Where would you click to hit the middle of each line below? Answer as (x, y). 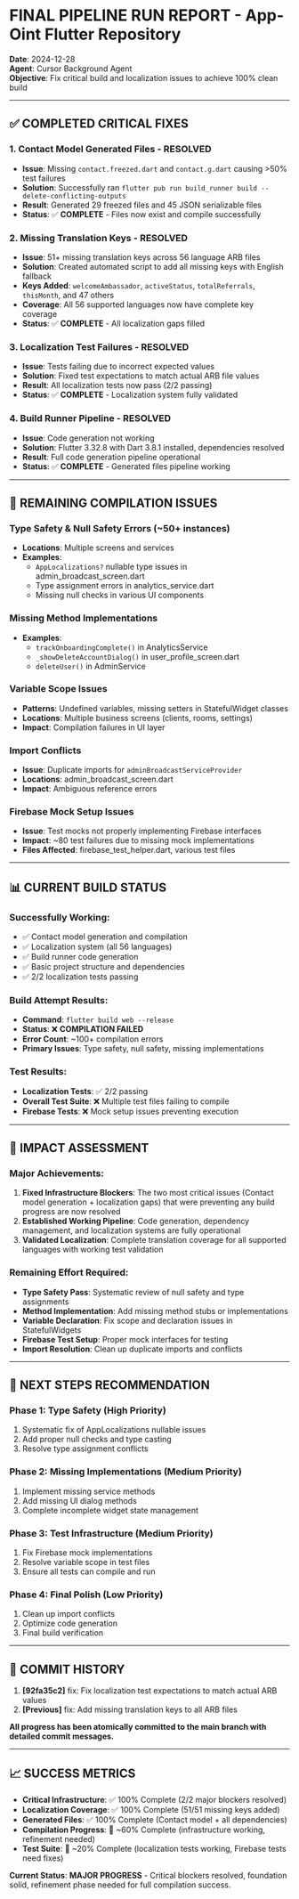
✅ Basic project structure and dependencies (103, 967)
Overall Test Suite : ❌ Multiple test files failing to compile (125, 1101)
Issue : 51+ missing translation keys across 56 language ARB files (141, 257)
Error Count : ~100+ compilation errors (93, 1039)
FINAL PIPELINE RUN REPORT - (125, 16)
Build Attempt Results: (59, 1000)
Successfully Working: (60, 917)
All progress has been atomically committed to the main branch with (138, 1727)
